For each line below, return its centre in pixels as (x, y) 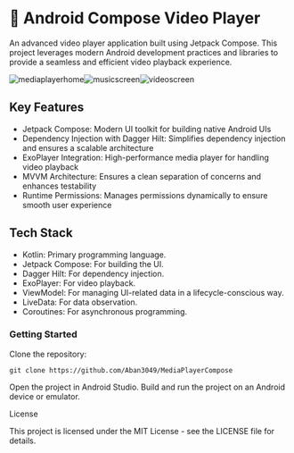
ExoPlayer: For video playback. (79, 283)
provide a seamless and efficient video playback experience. (121, 62)
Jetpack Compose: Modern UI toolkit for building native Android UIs (147, 129)
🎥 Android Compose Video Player (135, 18)
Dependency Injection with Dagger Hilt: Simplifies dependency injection (154, 138)
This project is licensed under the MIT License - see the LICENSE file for (142, 431)
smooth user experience (67, 205)
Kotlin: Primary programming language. (94, 255)
